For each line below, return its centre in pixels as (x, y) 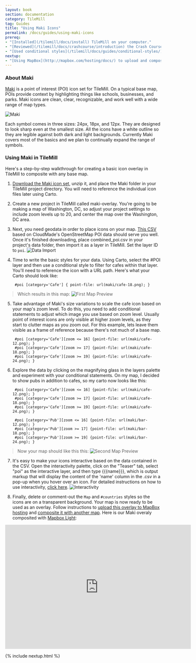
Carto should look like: (35, 276)
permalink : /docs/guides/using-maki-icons (49, 33)
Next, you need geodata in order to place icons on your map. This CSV (84, 229)
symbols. (14, 145)
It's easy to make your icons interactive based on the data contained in (84, 460)
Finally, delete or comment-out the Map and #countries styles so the (81, 497)
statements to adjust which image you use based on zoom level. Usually (86, 314)
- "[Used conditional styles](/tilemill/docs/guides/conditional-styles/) (84, 51)
